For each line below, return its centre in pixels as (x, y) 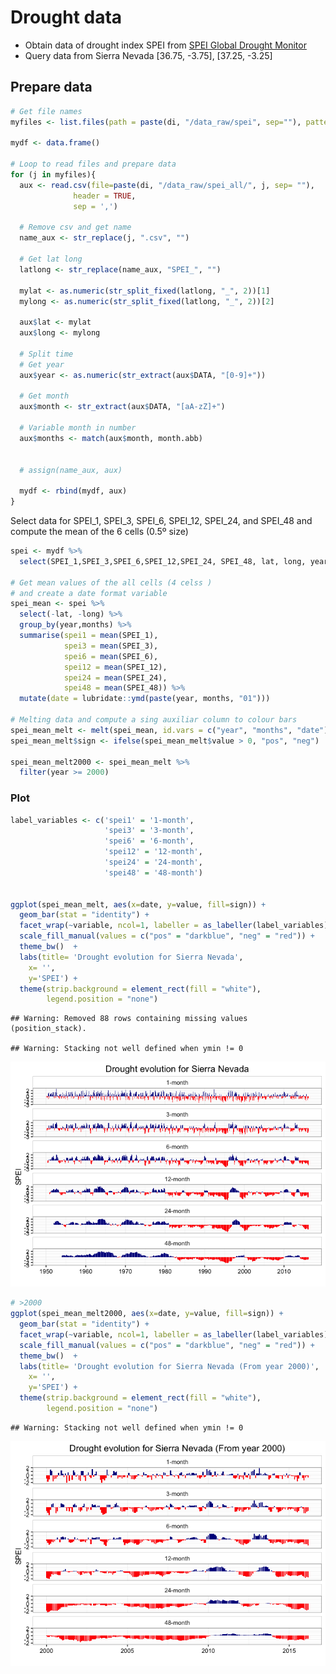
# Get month (44, 396)
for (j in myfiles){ (53, 175)
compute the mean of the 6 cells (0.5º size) (99, 531)
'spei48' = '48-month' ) (153, 872)
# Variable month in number (78, 428)
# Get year (42, 364)
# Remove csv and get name (75, 227)
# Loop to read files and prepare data (93, 164)
